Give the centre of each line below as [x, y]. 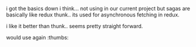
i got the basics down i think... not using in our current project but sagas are [98, 9]
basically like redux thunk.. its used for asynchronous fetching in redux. [93, 15]
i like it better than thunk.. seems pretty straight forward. [75, 26]
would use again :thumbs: [37, 37]
